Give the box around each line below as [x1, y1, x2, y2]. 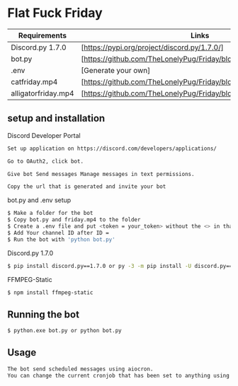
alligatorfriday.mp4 [11, 88, 74, 98]
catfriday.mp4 [11, 76, 58, 86]
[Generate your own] [81, 65, 151, 75]
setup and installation [7, 112, 106, 124]
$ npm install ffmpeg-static [7, 288, 93, 296]
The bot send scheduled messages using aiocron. [7, 365, 154, 373]
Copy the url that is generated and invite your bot [7, 183, 166, 190]
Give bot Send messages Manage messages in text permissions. [7, 170, 195, 177]
